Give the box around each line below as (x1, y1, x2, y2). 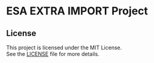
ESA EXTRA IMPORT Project (6, 4, 149, 18)
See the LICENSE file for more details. (6, 50, 100, 58)
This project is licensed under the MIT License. (6, 44, 122, 51)
